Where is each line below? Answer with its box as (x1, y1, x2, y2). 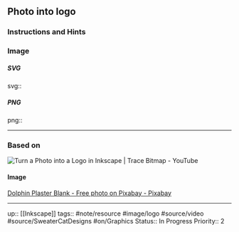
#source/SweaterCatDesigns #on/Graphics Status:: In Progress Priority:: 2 (7, 216, 225, 225)
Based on (7, 140, 41, 150)
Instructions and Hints (7, 27, 86, 37)
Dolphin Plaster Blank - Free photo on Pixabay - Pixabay (7, 189, 172, 197)
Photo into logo (7, 6, 76, 18)
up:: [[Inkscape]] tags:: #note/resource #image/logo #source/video (7, 209, 204, 218)
